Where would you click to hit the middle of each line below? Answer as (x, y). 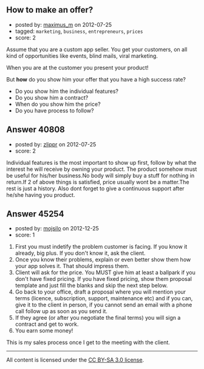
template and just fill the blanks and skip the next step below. (91, 286)
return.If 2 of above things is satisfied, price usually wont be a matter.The (98, 182)
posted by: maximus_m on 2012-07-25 (63, 24)
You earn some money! (44, 331)
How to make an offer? (50, 10)
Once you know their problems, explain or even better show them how (103, 260)
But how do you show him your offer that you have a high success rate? (96, 79)
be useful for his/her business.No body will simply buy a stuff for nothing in (100, 175)
